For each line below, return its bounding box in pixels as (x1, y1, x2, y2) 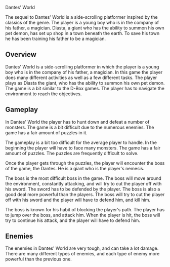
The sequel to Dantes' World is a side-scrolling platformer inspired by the (5, 14, 158, 20)
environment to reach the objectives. (5, 91, 82, 97)
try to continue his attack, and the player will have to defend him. (5, 217, 141, 223)
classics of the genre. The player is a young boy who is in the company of (5, 20, 159, 25)
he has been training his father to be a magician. (5, 35, 106, 42)
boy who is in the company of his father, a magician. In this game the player (5, 69, 163, 75)
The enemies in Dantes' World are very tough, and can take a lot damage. (5, 245, 159, 251)
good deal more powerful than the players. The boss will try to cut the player (5, 191, 165, 197)
